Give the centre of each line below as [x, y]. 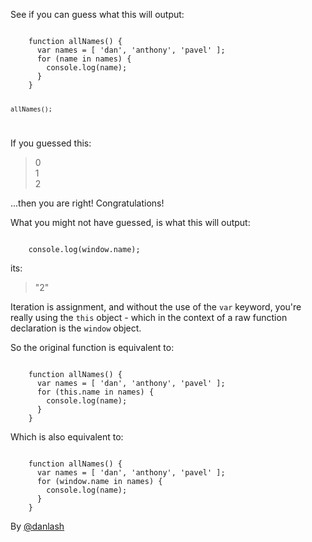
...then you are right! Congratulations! [87, 203]
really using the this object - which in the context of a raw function [149, 317]
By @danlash [37, 526]
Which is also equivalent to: [67, 436]
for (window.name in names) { [99, 481]
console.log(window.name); [84, 249]
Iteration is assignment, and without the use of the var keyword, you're [156, 306]
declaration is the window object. [76, 328]
